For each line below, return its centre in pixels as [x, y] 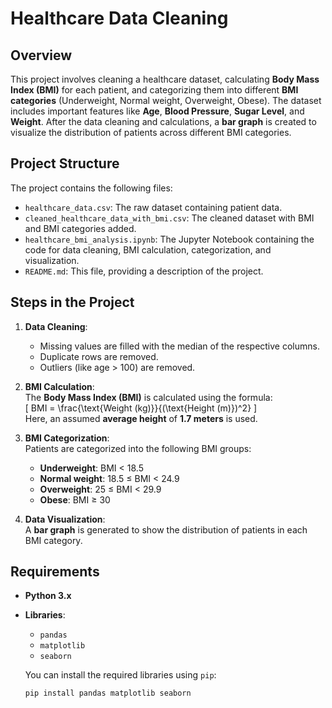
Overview [41, 55]
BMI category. [53, 540]
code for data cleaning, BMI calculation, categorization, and [148, 249]
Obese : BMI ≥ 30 [75, 499]
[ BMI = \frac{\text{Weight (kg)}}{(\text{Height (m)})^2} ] [141, 408]
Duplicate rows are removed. [99, 356]
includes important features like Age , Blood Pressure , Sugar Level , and [157, 111]
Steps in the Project [72, 302]
